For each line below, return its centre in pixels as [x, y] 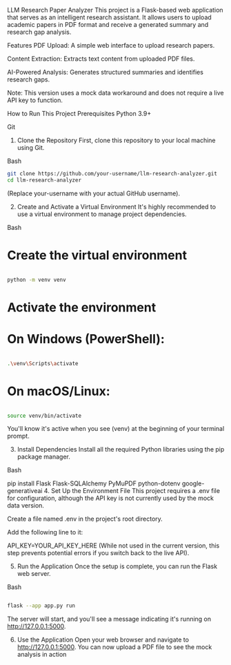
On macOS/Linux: [59, 391]
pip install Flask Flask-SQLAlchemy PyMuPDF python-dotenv [94, 483]
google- [193, 483]
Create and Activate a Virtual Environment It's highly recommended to [116, 206]
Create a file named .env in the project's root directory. [85, 519]
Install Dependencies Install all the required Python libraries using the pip [121, 450]
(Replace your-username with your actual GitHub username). [94, 193]
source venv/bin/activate [44, 416]
